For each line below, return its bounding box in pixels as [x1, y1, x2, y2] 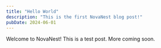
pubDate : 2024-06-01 [6, 19, 57, 25]
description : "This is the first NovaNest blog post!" [6, 14, 143, 20]
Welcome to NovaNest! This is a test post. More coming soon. [6, 36, 155, 43]
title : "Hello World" [6, 8, 59, 15]
